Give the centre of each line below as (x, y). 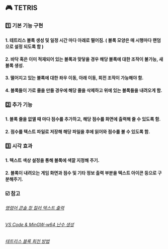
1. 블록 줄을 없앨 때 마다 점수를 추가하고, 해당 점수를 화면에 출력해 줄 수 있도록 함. (83, 119)
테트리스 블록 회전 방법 (27, 241)
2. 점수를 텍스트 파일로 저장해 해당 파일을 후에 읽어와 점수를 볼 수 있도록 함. (78, 132)
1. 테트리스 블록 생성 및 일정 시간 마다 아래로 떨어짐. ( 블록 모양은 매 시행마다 (78, 40)
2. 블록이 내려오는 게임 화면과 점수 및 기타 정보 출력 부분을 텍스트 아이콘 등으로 (81, 173)
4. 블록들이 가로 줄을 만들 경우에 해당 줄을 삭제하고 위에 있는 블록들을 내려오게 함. (84, 90)
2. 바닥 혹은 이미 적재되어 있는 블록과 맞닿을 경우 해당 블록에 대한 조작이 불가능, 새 (84, 59)
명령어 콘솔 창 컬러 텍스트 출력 (35, 208)
